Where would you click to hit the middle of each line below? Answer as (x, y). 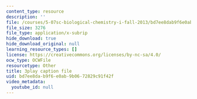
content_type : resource (35, 11)
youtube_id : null (33, 87)
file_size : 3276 (26, 28)
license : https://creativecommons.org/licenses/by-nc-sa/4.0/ (84, 55)
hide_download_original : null (43, 44)
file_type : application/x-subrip (47, 33)
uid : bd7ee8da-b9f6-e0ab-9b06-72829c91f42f (60, 76)
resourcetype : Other (31, 66)
